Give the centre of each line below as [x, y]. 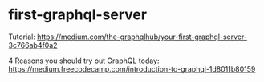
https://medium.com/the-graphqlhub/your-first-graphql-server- [142, 37]
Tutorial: [22, 37]
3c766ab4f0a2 [33, 45]
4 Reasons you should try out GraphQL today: [84, 61]
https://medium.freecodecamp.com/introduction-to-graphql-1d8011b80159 [132, 68]
